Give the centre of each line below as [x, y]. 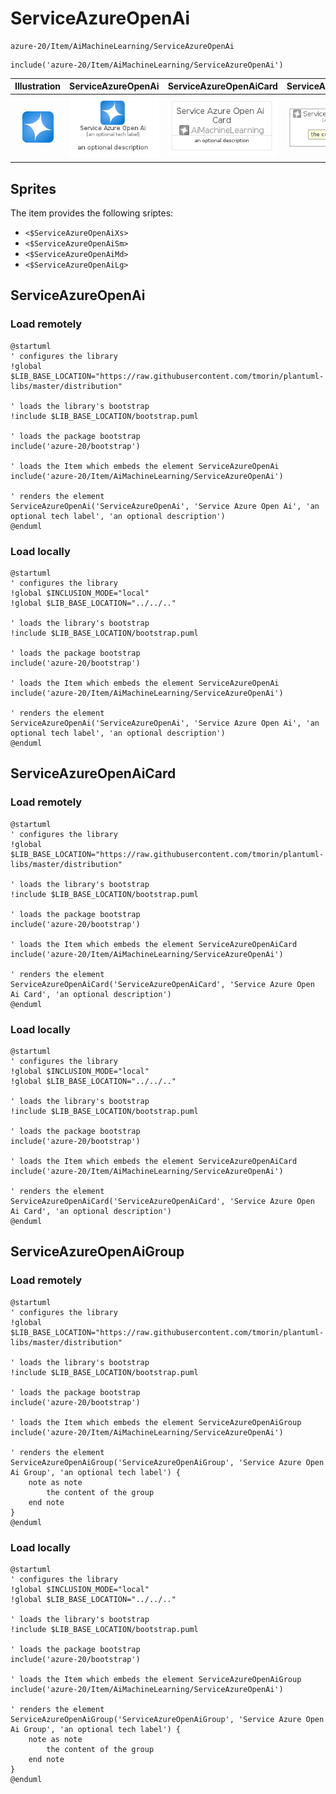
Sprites [33, 188]
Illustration [38, 86]
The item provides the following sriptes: [92, 213]
